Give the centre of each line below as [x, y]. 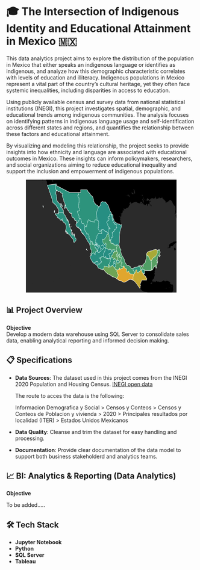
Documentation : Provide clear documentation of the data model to [98, 450]
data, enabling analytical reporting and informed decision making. [88, 340]
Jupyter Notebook [38, 542]
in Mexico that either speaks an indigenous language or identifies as [91, 64]
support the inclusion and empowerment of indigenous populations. [90, 171]
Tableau [25, 562]
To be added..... [26, 505]
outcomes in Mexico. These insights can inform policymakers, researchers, [99, 158]
